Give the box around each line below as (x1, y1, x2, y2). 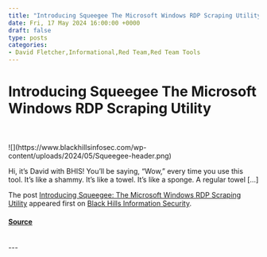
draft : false (8, 26, 52, 34)
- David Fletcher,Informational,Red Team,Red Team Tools (8, 48, 201, 56)
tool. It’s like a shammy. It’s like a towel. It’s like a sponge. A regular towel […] (8, 175, 259, 184)
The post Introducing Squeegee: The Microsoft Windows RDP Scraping (8, 190, 242, 199)
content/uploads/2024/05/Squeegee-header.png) (8, 151, 172, 160)
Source (8, 217, 33, 226)
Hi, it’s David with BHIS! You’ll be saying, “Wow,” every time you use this (8, 166, 244, 175)
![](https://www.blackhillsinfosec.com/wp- (8, 142, 147, 152)
